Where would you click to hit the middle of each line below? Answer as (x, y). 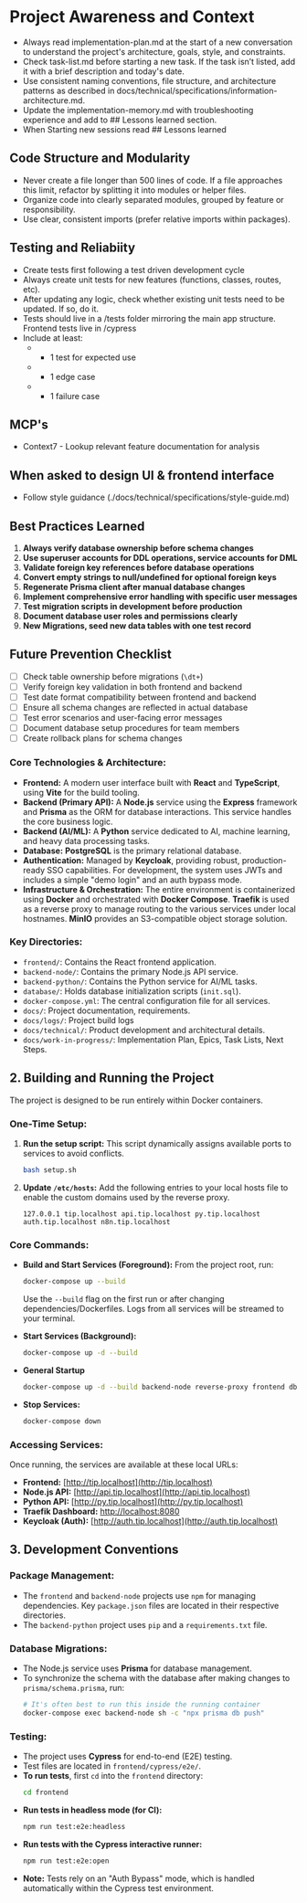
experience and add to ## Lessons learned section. (120, 120)
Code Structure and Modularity (100, 159)
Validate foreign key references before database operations (138, 567)
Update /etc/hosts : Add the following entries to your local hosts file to (155, 1187)
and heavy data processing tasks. (86, 840)
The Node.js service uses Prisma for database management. (138, 1668)
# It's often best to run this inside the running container (142, 1704)
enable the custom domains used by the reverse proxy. (126, 1197)
